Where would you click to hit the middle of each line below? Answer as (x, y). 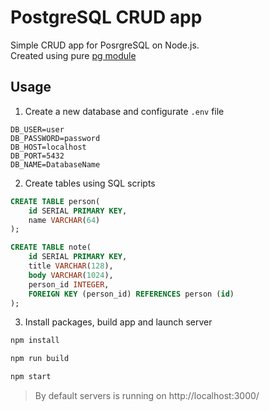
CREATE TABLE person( (55, 201)
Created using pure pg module (73, 55)
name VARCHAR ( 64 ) (64, 220)
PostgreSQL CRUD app (106, 17)
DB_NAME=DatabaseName (55, 164)
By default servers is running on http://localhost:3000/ (147, 395)
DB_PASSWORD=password (55, 138)
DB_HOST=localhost (48, 147)
